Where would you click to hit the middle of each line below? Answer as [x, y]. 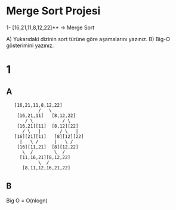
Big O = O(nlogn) [27, 200]
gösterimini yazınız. [30, 45]
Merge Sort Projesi [53, 11]
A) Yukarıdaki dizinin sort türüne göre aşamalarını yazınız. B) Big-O [88, 39]
